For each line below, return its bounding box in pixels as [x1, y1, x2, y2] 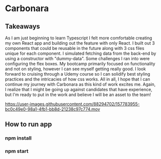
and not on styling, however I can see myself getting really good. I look [5, 66, 146, 72]
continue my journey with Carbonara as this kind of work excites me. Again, [5, 81, 156, 87]
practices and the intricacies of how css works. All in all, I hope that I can [5, 76, 150, 82]
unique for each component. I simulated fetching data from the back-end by [5, 50, 156, 56]
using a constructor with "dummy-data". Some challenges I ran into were [5, 56, 150, 61]
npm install [5, 135, 32, 142]
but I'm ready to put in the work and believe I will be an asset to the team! [5, 92, 151, 97]
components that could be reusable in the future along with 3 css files [5, 46, 145, 51]
